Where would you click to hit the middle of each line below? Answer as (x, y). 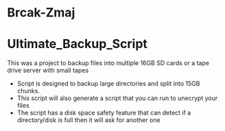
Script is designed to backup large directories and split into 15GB (108, 84)
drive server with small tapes (48, 71)
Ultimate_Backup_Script (77, 44)
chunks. (28, 91)
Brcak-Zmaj (41, 13)
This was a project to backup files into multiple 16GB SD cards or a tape (108, 63)
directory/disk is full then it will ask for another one (88, 120)
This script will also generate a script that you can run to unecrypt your (117, 98)
